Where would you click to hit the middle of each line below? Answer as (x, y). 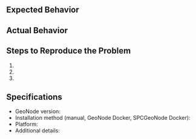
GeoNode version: (38, 111)
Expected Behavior (43, 10)
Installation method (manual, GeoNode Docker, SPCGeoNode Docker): (103, 118)
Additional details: (38, 131)
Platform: (26, 124)
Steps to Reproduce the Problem (69, 51)
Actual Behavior (37, 30)
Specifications (34, 97)
